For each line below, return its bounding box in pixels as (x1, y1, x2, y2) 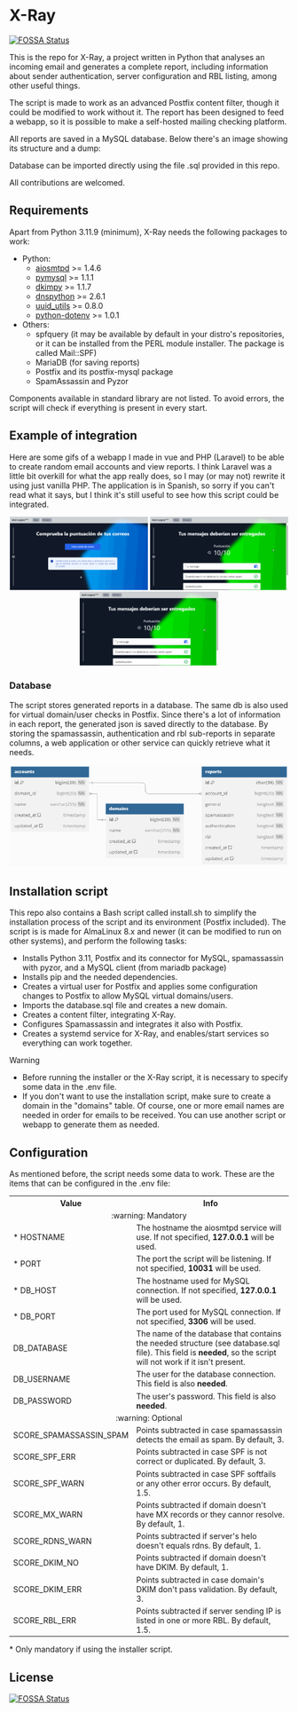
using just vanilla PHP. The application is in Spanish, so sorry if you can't (9, 480, 275, 491)
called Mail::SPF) (35, 347, 98, 358)
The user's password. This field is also (136, 1391, 277, 1401)
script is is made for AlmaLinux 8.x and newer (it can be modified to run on (9, 927, 282, 937)
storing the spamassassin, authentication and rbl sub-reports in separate (9, 728, 276, 738)
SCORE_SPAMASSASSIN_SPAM (12, 1430, 129, 1440)
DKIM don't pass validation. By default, (136, 1583, 278, 1594)
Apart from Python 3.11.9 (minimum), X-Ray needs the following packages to (9, 226, 288, 237)
